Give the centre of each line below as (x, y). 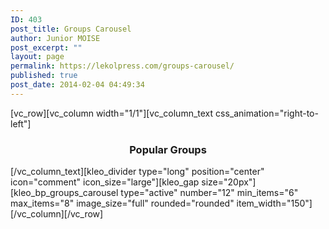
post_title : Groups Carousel (71, 29)
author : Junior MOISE (55, 38)
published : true (44, 76)
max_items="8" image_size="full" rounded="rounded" (122, 203)
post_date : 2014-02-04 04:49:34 (77, 85)
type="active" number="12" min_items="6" (209, 193)
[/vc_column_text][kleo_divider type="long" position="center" (137, 172)
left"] (21, 123)
